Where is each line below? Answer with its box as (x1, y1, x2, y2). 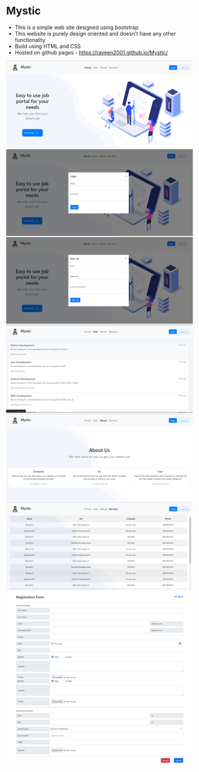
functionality (14, 36, 46, 43)
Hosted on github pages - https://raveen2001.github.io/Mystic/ (14, 49, 168, 56)
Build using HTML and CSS (14, 43, 81, 50)
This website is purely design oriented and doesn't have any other (14, 30, 176, 37)
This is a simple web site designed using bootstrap (14, 24, 139, 31)
